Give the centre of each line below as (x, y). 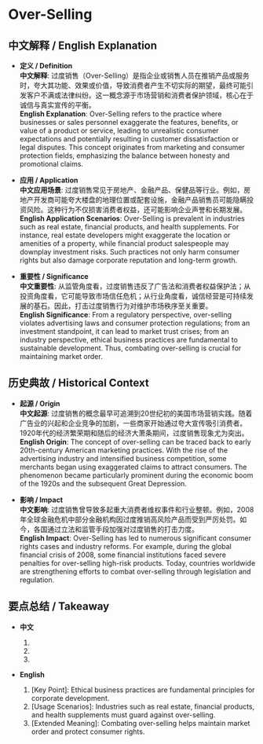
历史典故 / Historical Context (79, 383)
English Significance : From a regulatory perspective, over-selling (126, 315)
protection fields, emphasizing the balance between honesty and (124, 156)
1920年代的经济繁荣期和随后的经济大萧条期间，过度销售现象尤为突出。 (134, 433)
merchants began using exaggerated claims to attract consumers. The (133, 467)
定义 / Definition (46, 66)
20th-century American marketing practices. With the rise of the (124, 450)
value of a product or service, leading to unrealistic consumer (119, 130)
